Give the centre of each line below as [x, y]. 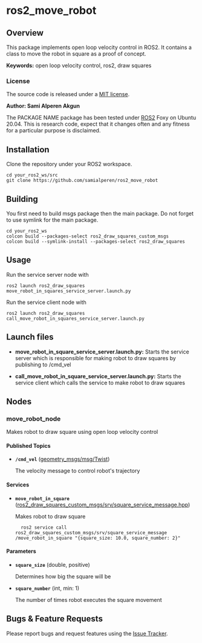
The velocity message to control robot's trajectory [77, 471]
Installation [28, 150]
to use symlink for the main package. [52, 220]
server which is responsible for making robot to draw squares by [96, 358]
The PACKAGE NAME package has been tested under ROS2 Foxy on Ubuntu [101, 118]
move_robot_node [34, 419]
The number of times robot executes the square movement [88, 599]
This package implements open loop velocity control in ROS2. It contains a [99, 47]
